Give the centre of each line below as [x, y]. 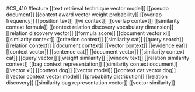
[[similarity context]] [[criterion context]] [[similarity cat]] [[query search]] [95, 39]
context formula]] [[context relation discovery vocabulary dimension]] [90, 27]
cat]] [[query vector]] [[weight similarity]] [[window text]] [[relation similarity [98, 58]
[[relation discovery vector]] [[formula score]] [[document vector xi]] [88, 33]
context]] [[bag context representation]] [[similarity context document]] [92, 64]
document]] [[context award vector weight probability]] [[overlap [84, 15]
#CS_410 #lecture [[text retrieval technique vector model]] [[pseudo [88, 8]
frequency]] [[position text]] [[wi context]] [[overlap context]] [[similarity [93, 21]
